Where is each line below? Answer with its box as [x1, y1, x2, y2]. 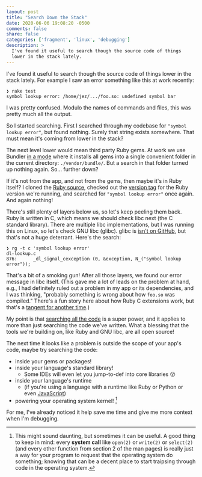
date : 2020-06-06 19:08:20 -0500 [6, 20, 90, 26]
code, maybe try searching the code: [6, 346, 98, 353]
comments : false [6, 25, 47, 32]
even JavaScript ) [23, 389, 66, 397]
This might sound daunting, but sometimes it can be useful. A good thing [14, 432, 195, 440]
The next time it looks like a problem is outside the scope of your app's [6, 339, 182, 346]
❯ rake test [6, 88, 36, 94]
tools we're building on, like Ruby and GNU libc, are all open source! [6, 328, 174, 335]
